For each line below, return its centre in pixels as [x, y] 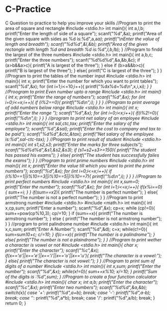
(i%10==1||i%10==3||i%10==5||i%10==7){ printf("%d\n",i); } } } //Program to [83, 176]
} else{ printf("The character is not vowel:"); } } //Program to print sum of [80, 261]
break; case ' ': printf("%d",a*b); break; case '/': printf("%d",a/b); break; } [80, 298]
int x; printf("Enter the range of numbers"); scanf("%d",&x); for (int [77, 97]
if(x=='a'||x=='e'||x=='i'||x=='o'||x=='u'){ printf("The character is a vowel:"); [83, 255]
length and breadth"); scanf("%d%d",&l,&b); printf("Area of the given [77, 44]
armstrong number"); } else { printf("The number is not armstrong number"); [83, 218]
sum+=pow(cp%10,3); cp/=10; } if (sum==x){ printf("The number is [74, 213]
